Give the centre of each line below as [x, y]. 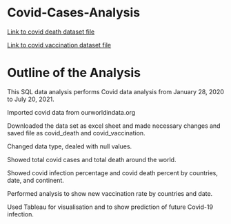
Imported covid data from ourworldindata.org [71, 112]
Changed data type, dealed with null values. [70, 146]
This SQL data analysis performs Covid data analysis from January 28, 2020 [115, 91]
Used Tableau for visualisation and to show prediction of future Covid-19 [110, 207]
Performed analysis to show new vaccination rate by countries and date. [110, 193]
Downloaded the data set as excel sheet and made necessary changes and [114, 126]
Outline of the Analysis [74, 73]
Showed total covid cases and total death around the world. [92, 159]
